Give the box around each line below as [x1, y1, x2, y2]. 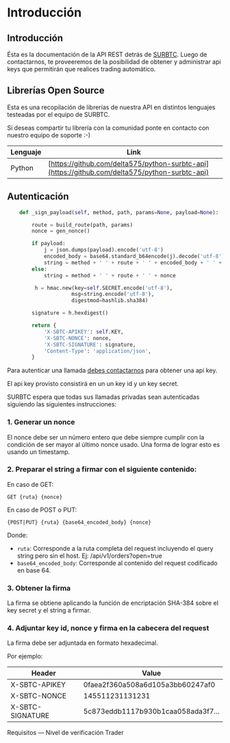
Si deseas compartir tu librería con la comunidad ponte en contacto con [7, 124, 209, 132]
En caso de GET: [7, 480, 54, 488]
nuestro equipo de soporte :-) [7, 130, 91, 139]
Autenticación [7, 191, 69, 203]
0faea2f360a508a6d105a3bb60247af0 [83, 680, 216, 689]
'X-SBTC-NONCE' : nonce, [43, 334, 112, 341]
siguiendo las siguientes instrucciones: [7, 400, 117, 409]
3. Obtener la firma [7, 583, 71, 593]
